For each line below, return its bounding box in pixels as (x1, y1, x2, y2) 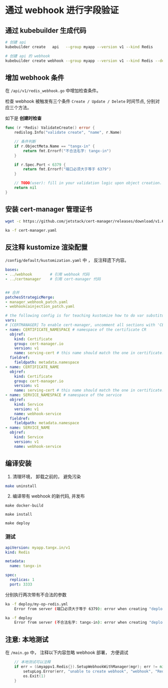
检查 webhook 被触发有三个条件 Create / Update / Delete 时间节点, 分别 (5, 99, 156, 105)
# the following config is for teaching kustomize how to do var (5, 313, 144, 318)
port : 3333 (9, 581, 32, 587)
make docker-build (5, 503, 43, 508)
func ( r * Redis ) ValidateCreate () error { (5, 125, 95, 131)
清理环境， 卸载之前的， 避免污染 (12, 473, 81, 479)
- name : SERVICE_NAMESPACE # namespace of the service (5, 392, 122, 398)
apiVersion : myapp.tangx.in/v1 (5, 545, 70, 550)
